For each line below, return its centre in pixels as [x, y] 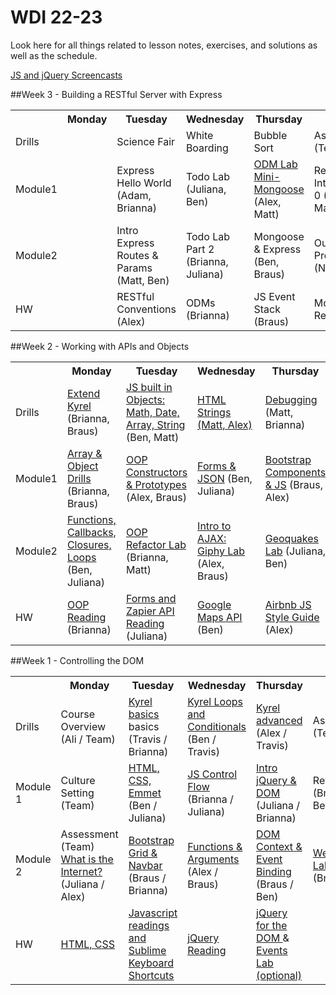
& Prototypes [156, 484]
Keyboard [151, 963]
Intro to [214, 526]
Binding [274, 871]
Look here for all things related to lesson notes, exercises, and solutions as [164, 45]
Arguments [213, 859]
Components [295, 472]
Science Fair [146, 141]
